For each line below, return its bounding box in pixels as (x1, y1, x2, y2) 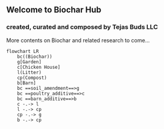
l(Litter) (17, 69, 42, 75)
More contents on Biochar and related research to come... (6, 36, 150, 44)
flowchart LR (6, 48, 39, 54)
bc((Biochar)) (17, 54, 52, 60)
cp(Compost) (17, 75, 47, 81)
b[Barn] (17, 80, 36, 86)
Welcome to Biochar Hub (6, 5, 101, 15)
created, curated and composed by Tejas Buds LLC (6, 23, 159, 31)
